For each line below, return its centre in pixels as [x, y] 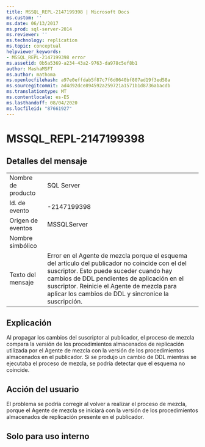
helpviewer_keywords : [34, 52]
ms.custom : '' [24, 18]
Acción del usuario [43, 389]
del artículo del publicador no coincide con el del [117, 263]
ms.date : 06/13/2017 [33, 23]
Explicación [29, 323]
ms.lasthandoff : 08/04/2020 [42, 103]
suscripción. [65, 301]
